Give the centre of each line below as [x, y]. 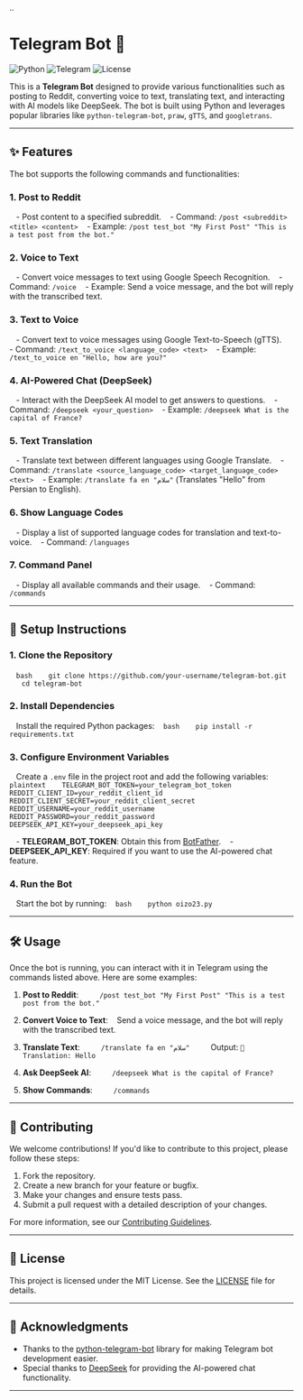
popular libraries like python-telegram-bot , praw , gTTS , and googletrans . [141, 115]
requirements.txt [42, 734]
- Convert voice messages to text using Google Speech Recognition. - [149, 277]
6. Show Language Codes [66, 512]
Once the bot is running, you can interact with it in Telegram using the [139, 968]
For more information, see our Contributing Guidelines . [111, 1222]
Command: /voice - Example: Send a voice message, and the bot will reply [151, 287]
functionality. [46, 1377]
